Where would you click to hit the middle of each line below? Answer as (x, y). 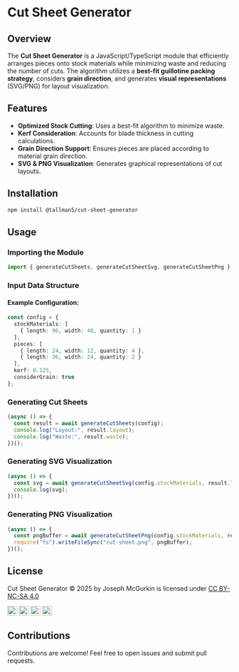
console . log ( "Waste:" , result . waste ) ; (71, 436)
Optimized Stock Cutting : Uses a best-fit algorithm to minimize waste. (121, 125)
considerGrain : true (44, 377)
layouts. (29, 171)
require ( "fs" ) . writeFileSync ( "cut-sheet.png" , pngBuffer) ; (103, 542)
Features (27, 109)
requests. (21, 661)
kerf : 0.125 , (33, 371)
